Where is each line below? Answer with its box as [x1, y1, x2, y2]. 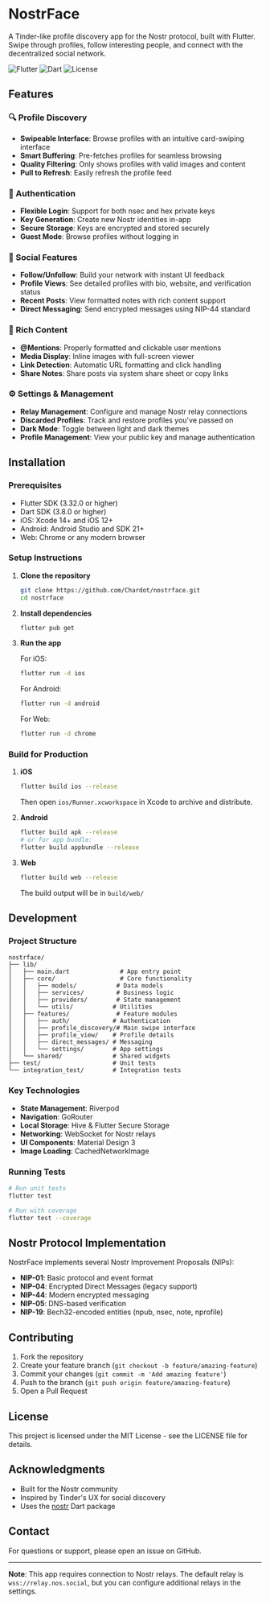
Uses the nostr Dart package [19, 1501, 116, 1511]
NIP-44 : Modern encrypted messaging [19, 1290, 149, 1300]
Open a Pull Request [19, 1386, 88, 1396]
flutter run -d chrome [19, 730, 96, 738]
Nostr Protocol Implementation [8, 1236, 166, 1250]
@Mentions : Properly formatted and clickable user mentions [19, 343, 222, 353]
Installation [8, 456, 66, 469]
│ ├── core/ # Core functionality [8, 975, 193, 983]
